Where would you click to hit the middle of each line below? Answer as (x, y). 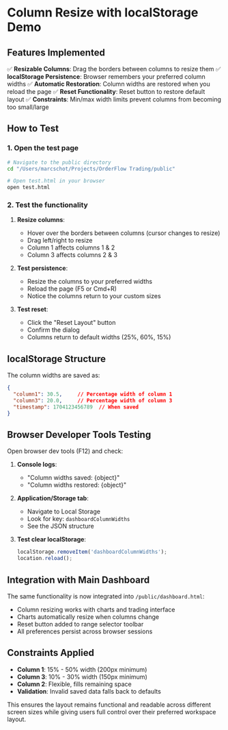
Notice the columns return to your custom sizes (94, 296)
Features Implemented (56, 52)
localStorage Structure (57, 359)
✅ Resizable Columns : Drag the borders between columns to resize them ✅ (114, 69)
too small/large (28, 107)
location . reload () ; (45, 559)
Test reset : (32, 309)
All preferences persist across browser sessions (85, 631)
